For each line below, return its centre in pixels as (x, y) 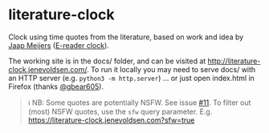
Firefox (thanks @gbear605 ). (56, 87)
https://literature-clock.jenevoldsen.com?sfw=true (111, 120)
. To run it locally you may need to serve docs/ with (171, 69)
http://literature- (234, 61)
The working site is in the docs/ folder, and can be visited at (107, 61)
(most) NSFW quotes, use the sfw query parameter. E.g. (120, 111)
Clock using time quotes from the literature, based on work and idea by (126, 37)
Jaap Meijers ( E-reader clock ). (59, 45)
